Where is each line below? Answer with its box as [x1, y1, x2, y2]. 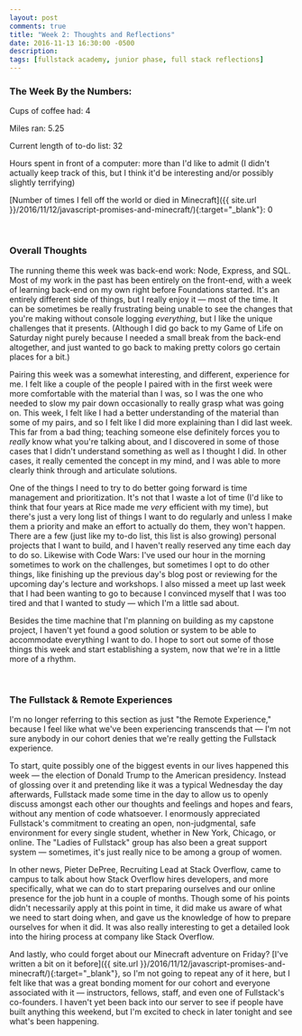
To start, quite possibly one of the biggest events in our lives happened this [9, 760, 289, 770]
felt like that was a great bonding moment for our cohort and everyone [9, 977, 270, 988]
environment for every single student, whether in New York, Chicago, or [9, 827, 277, 838]
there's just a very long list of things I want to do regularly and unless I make [9, 511, 293, 522]
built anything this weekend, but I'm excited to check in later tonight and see [9, 1006, 293, 1017]
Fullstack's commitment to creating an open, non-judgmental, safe [9, 817, 257, 828]
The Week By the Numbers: [9, 85, 133, 98]
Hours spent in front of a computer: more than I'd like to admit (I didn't [9, 158, 270, 169]
